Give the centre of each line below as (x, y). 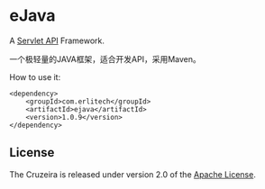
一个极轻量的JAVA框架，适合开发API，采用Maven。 (105, 58)
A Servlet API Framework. (57, 40)
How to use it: (35, 76)
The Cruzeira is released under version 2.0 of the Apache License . (133, 174)
